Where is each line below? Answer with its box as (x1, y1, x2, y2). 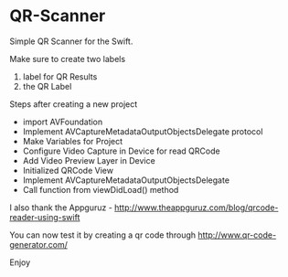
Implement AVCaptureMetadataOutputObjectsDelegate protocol (22, 125, 263, 137)
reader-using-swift (9, 211, 80, 222)
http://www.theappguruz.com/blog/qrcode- (113, 202, 279, 213)
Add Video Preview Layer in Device (22, 154, 155, 165)
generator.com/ (9, 239, 69, 250)
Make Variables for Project (22, 135, 123, 146)
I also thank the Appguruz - (9, 202, 112, 213)
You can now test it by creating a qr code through (9, 229, 197, 240)
